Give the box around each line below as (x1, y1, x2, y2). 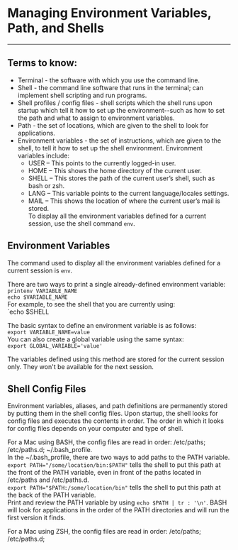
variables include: (17, 151, 69, 160)
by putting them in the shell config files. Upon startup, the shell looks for (7, 409, 218, 418)
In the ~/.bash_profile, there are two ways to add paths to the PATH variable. (7, 453, 230, 462)
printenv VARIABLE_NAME (7, 287, 78, 295)
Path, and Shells (7, 20, 105, 36)
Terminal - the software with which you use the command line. (17, 76, 200, 84)
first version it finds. (7, 513, 66, 522)
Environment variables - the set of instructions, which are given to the (17, 136, 222, 145)
